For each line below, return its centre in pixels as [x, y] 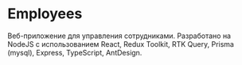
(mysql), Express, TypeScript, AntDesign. [75, 52]
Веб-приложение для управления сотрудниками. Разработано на [119, 36]
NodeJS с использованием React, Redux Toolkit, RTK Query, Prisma [121, 44]
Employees [45, 14]
